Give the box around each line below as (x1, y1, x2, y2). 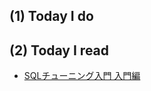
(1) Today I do (9, 8, 94, 25)
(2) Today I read (9, 42, 110, 59)
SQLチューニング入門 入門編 (23, 70, 141, 82)
